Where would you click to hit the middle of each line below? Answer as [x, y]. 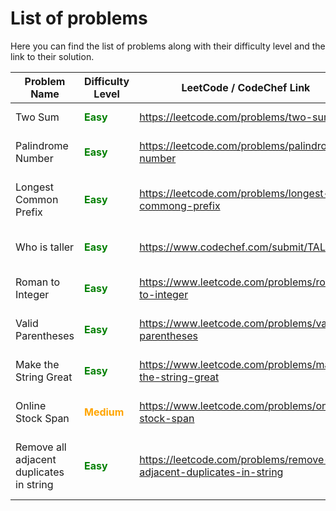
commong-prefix [180, 205]
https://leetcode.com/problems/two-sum [236, 117]
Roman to [38, 282]
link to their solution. [52, 56]
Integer [32, 294]
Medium [104, 412]
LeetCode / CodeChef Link [246, 87]
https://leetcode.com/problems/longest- [234, 193]
